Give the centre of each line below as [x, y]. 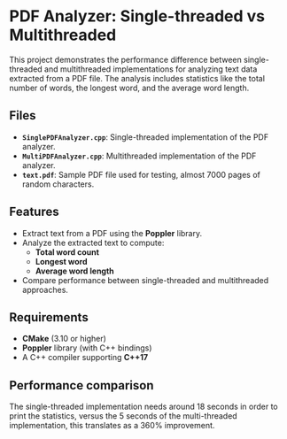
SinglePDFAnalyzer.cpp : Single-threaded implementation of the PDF [145, 137]
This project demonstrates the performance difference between [125, 59]
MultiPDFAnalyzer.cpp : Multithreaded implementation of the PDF [139, 156]
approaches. [45, 289]
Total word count [67, 252]
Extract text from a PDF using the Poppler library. [112, 233]
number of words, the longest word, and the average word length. [129, 88]
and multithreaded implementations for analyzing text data [151, 69]
